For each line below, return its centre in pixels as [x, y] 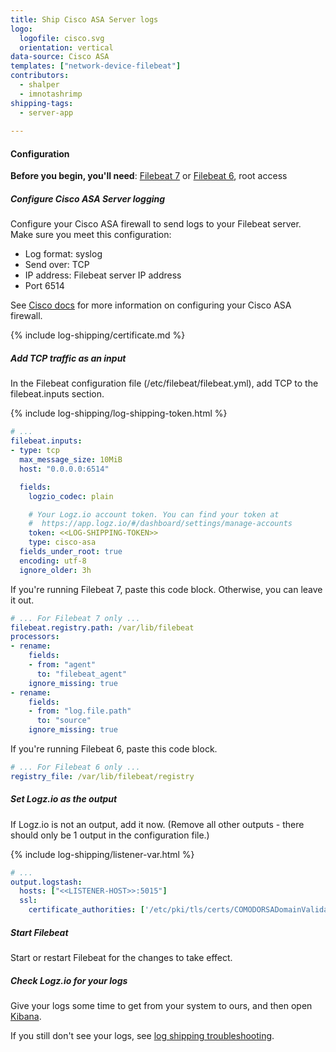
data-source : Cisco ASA [60, 57]
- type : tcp [35, 451]
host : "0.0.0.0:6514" [64, 469]
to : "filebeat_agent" [82, 674]
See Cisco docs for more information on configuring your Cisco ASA [151, 305]
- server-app [46, 112]
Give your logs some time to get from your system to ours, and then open [161, 1006]
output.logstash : [46, 882]
